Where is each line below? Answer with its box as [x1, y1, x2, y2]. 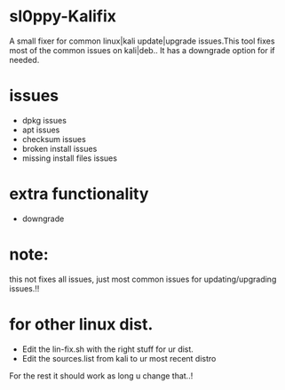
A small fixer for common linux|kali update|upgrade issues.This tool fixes [9, 36, 275, 46]
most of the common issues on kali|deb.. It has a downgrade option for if [9, 44, 275, 55]
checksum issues [21, 133, 86, 144]
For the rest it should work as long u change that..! [9, 370, 194, 381]
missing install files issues [21, 153, 118, 163]
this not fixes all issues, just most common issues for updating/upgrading [9, 274, 277, 284]
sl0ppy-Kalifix [9, 6, 117, 27]
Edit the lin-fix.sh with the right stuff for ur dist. [21, 344, 194, 354]
